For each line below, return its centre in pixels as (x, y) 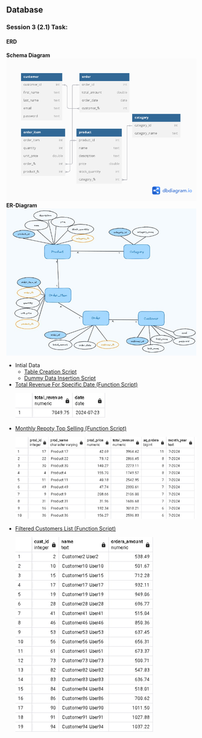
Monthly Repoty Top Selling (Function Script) (71, 428)
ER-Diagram (22, 206)
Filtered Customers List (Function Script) (65, 529)
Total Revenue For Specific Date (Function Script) (76, 384)
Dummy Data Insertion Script (60, 378)
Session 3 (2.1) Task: (37, 27)
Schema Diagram (28, 55)
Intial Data (27, 365)
